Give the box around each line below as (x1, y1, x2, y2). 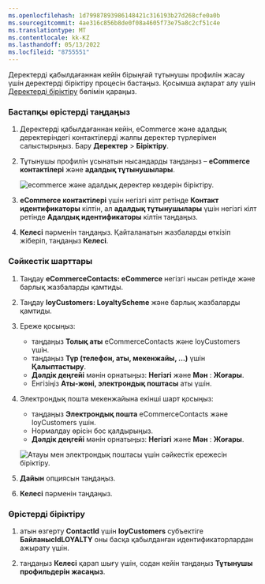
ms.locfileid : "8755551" (8, 48, 90, 56)
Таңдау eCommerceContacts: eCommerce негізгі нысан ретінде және (19, 273, 256, 283)
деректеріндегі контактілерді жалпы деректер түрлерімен (19, 133, 217, 142)
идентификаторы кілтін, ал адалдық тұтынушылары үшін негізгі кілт (19, 204, 257, 213)
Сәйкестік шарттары (8, 256, 93, 267)
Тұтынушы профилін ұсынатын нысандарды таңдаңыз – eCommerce (19, 156, 251, 166)
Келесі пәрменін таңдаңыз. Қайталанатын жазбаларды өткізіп (19, 228, 231, 237)
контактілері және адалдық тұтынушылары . (19, 165, 175, 175)
